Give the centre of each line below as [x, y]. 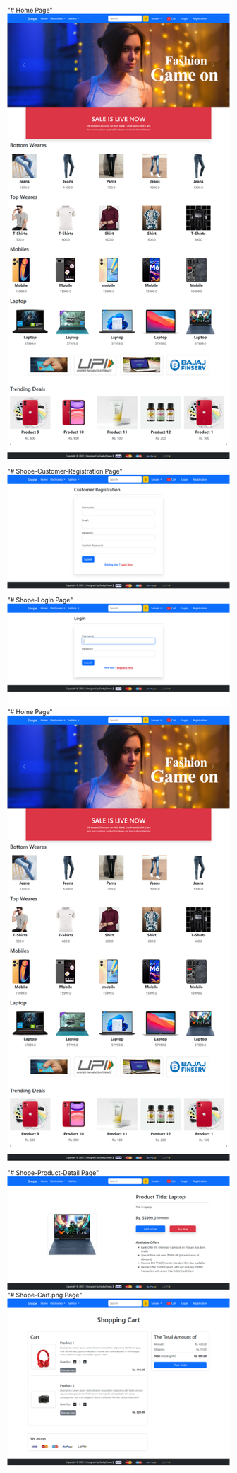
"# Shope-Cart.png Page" [45, 1295]
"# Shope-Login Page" [40, 600]
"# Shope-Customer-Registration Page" [65, 471]
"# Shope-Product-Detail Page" [53, 1173]
